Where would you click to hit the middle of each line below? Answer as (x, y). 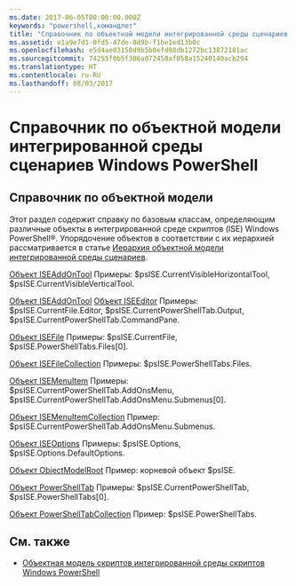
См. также (40, 542)
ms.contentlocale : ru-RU (55, 75)
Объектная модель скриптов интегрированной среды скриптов (143, 563)
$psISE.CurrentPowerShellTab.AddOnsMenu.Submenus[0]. (118, 400)
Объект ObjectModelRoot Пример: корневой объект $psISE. (122, 470)
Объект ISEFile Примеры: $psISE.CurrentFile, (93, 337)
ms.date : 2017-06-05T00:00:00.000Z (75, 17)
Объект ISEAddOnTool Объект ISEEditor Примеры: (104, 301)
